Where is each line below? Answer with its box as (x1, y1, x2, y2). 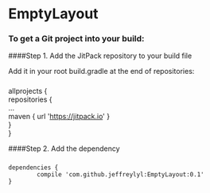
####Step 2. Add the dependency (8, 144, 121, 153)
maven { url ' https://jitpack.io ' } (8, 112, 110, 122)
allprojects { (8, 87, 48, 96)
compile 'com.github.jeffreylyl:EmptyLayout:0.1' (37, 171, 204, 179)
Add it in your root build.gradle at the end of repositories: (8, 67, 195, 76)
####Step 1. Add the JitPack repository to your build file (8, 51, 192, 60)
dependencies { (8, 164, 59, 172)
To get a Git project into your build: (8, 33, 145, 44)
